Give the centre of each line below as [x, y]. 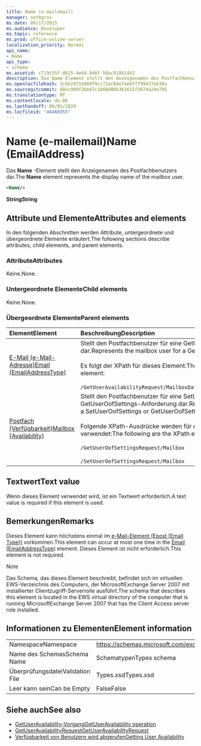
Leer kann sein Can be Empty [50, 689]
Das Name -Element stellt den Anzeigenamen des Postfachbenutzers [92, 170]
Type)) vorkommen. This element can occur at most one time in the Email [96, 542]
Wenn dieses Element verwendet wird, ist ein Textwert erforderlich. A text [96, 496]
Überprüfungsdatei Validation [50, 671]
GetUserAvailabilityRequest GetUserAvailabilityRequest [82, 730]
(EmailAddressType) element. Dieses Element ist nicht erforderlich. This [94, 548]
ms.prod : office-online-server [45, 39]
